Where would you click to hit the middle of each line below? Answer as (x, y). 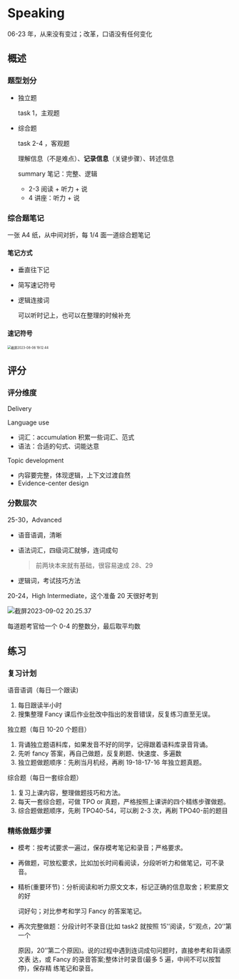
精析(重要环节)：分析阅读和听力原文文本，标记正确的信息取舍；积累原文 (123, 887)
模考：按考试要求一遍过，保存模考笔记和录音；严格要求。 (102, 848)
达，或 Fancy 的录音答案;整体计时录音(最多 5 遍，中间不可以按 (123, 960)
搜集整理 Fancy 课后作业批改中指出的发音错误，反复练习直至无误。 (116, 714)
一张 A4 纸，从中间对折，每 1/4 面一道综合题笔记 (79, 234)
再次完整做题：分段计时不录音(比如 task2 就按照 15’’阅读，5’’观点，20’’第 (124, 926)
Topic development (36, 461)
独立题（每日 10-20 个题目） (49, 729)
